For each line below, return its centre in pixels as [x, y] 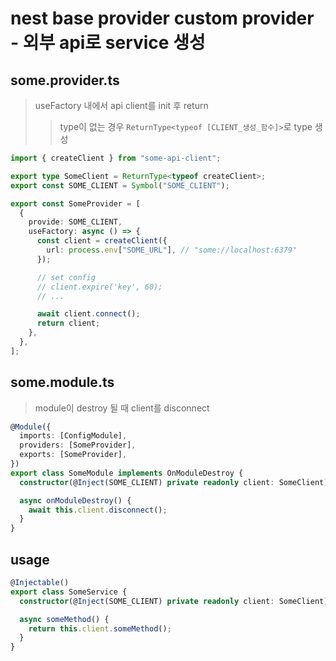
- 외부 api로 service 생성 [108, 43]
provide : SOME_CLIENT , [75, 222]
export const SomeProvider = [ [75, 203]
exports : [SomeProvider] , [73, 455]
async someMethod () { [64, 619]
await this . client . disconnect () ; [98, 510]
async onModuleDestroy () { [75, 500]
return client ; [68, 323]
